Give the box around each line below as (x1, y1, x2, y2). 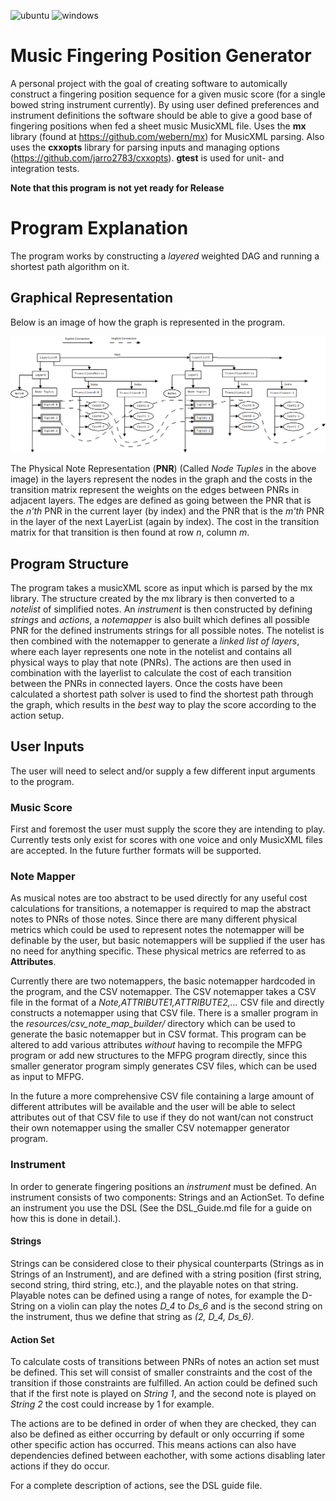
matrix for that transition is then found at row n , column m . (10, 526, 250, 539)
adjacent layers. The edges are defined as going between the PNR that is (10, 495, 312, 507)
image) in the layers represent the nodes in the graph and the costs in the (10, 473, 313, 485)
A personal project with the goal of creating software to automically (10, 77, 288, 89)
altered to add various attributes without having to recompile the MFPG (10, 1039, 303, 1051)
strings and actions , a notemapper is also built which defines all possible (10, 614, 310, 626)
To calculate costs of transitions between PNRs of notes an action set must (10, 1356, 320, 1368)
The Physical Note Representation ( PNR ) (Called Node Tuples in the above (10, 463, 317, 475)
